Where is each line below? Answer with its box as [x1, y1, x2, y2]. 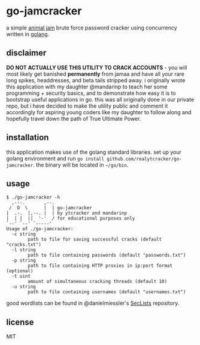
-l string [11, 247, 36, 253]
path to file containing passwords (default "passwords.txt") [28, 252, 186, 258]
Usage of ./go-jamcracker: [6, 226, 74, 232]
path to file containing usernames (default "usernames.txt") [28, 289, 186, 295]
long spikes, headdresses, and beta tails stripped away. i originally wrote [6, 76, 186, 84]
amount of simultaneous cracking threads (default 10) [28, 278, 168, 285]
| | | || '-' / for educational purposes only [6, 215, 135, 222]
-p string [11, 257, 36, 264]
